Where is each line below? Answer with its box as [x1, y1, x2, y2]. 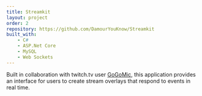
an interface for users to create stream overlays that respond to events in [6, 77, 191, 84]
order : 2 [6, 20, 29, 26]
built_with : [6, 32, 37, 38]
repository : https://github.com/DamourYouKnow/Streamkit [6, 26, 155, 32]
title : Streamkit [6, 9, 51, 15]
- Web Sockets [17, 54, 53, 60]
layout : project [6, 15, 48, 21]
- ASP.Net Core [17, 43, 56, 49]
